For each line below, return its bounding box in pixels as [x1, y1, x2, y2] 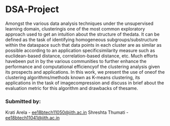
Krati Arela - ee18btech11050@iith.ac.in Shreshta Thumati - [5, 109, 129, 115]
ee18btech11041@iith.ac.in [5, 115, 60, 121]
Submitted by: [5, 98, 41, 105]
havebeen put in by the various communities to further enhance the [5, 58, 147, 64]
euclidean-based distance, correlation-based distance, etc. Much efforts [5, 52, 158, 59]
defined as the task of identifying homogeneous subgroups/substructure [5, 37, 158, 43]
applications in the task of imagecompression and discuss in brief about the [5, 80, 164, 86]
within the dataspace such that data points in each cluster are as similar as [5, 42, 162, 48]
